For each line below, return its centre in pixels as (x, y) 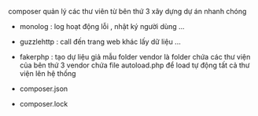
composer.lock (44, 104)
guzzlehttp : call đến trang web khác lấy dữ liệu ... (100, 42)
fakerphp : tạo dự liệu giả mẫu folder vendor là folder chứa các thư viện (135, 57)
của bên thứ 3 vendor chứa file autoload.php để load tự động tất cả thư (135, 65)
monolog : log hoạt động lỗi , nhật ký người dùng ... (102, 26)
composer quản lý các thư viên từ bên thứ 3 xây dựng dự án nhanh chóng (127, 11)
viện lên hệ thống (48, 73)
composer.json (44, 89)
